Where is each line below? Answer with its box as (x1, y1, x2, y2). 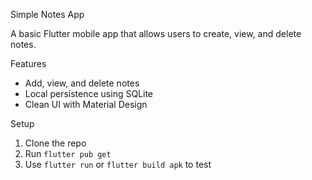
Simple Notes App (10, 9, 85, 20)
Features (10, 58, 47, 69)
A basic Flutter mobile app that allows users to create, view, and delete (10, 28, 302, 39)
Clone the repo (24, 137, 87, 149)
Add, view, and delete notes (24, 77, 140, 89)
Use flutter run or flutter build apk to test (24, 159, 212, 170)
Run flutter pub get (24, 148, 112, 159)
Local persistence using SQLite (24, 88, 154, 99)
